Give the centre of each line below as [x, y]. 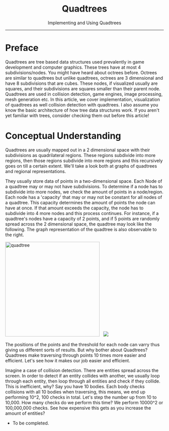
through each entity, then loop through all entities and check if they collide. [83, 381]
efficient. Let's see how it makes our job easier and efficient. [68, 360]
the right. [15, 235]
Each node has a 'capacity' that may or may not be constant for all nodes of [84, 197]
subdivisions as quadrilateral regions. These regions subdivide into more [80, 155]
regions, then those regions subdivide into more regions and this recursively [84, 160]
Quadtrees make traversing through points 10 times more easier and [76, 355]
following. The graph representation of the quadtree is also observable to [81, 229]
